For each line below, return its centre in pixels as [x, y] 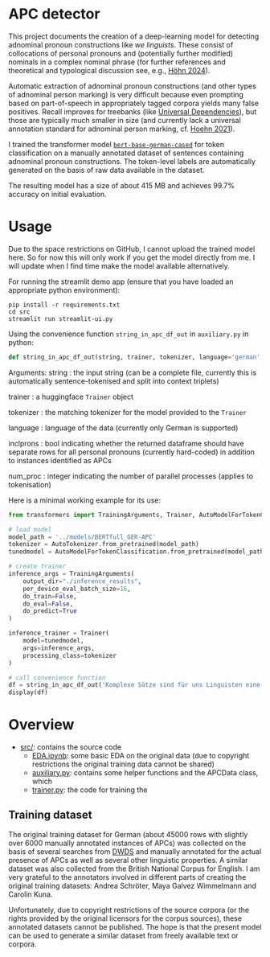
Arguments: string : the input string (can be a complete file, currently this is [133, 372]
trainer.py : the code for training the [90, 790]
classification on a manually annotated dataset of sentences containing [126, 153]
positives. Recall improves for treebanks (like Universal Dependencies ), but [133, 111]
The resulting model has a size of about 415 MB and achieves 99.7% [122, 185]
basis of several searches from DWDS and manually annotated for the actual [135, 851]
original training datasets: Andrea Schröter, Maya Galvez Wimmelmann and [133, 885]
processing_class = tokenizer [70, 655]
